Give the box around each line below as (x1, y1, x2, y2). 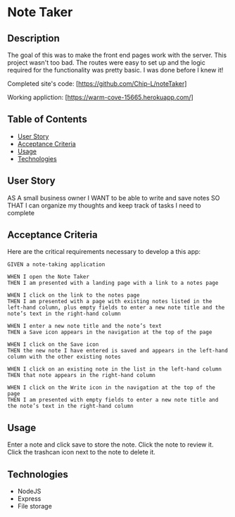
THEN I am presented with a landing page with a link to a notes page (7, 279, 219, 287)
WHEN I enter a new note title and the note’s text (7, 323, 162, 330)
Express (17, 494, 42, 503)
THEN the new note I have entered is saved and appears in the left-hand (7, 347, 229, 355)
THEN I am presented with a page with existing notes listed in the (7, 298, 212, 305)
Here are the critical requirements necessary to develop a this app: (7, 248, 201, 256)
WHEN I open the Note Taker (7, 274, 90, 281)
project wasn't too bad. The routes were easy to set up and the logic (7, 58, 205, 67)
